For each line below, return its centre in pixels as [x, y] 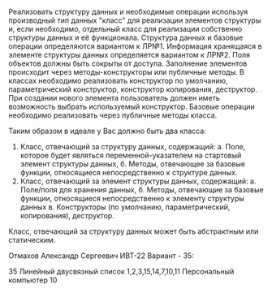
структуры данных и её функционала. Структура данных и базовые [126, 37]
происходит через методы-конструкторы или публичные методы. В [127, 72]
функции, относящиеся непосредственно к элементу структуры [132, 198]
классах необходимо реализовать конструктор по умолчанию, [119, 81]
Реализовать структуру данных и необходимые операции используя [128, 12]
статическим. [32, 240]
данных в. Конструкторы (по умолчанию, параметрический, [125, 207]
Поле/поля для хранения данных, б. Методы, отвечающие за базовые [142, 190]
